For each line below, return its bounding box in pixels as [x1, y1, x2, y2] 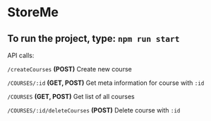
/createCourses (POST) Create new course [7, 65, 132, 73]
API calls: [7, 51, 35, 59]
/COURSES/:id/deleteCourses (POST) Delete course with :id [7, 106, 181, 114]
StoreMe [7, 4, 59, 21]
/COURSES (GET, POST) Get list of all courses [7, 93, 135, 100]
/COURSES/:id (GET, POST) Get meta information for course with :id [7, 79, 205, 87]
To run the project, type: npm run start [7, 33, 180, 45]
